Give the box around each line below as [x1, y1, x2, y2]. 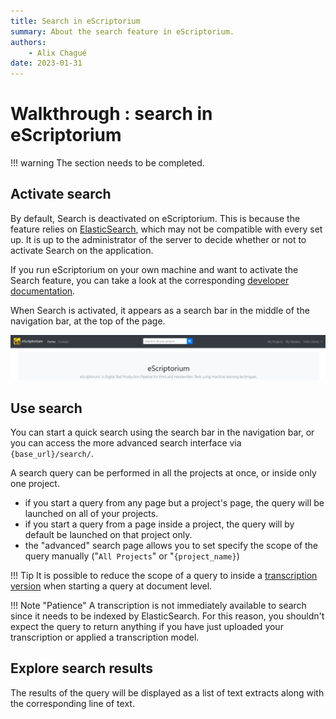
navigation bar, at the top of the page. [10, 315, 166, 327]
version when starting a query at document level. [10, 580, 213, 592]
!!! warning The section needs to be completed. [10, 157, 205, 169]
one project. [10, 478, 60, 490]
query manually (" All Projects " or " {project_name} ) [24, 550, 240, 562]
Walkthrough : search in [10, 103, 213, 125]
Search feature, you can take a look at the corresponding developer [10, 274, 290, 286]
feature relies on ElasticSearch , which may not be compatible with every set [10, 223, 323, 235]
